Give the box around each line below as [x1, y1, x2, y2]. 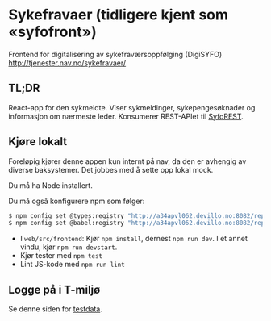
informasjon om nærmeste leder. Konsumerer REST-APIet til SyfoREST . [8, 111, 244, 121]
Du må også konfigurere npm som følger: [8, 196, 145, 206]
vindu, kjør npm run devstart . [19, 242, 118, 252]
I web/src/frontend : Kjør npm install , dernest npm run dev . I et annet [19, 234, 248, 244]
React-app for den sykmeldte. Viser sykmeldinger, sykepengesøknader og [8, 102, 256, 112]
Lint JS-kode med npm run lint [19, 260, 125, 269]
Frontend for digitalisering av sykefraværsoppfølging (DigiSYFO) [8, 49, 223, 59]
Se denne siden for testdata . [8, 304, 102, 314]
